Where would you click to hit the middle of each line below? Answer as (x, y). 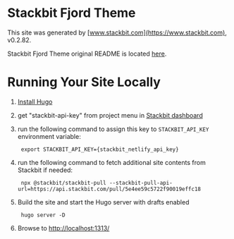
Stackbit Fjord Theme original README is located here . (87, 54)
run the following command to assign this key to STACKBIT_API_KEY (113, 129)
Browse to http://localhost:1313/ (63, 228)
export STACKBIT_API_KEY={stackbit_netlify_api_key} (100, 149)
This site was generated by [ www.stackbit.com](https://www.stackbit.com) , (117, 32)
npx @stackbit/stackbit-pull (64, 183)
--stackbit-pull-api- (141, 183)
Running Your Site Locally (84, 82)
